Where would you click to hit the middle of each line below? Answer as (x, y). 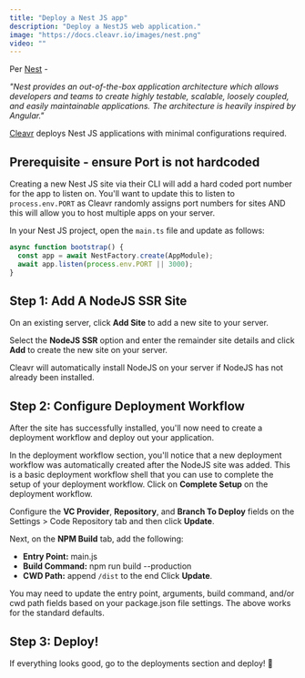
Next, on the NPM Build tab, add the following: (97, 539)
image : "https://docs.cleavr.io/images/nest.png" (106, 35)
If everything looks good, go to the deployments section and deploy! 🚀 (141, 663)
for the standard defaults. (57, 613)
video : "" (28, 43)
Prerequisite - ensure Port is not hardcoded (135, 162)
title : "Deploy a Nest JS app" (69, 18)
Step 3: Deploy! (54, 641)
